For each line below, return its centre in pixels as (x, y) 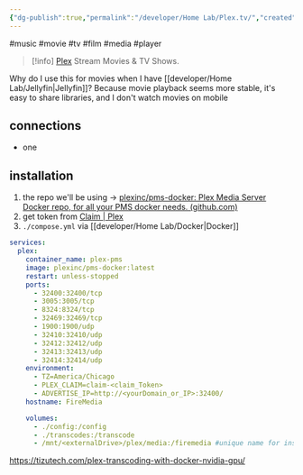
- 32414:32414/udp (68, 360)
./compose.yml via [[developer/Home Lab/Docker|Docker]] (130, 226)
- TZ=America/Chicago (74, 377)
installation (41, 175)
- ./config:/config (69, 426)
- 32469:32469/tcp (68, 318)
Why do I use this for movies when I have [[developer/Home (121, 78)
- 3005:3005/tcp (64, 301)
